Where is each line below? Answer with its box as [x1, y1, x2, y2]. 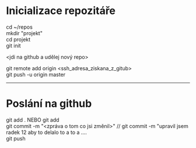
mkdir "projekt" [6, 29, 43, 36]
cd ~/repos [6, 23, 33, 30]
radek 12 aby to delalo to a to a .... [6, 129, 87, 136]
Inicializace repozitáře [6, 4, 116, 18]
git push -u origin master [6, 71, 66, 78]
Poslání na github [6, 97, 92, 111]
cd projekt [6, 36, 31, 43]
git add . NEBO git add [6, 116, 60, 123]
